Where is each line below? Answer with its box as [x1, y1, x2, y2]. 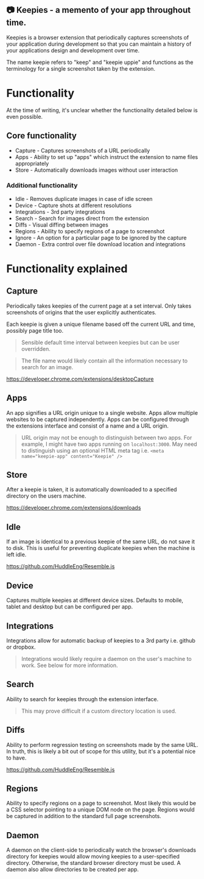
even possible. [6, 113, 43, 120]
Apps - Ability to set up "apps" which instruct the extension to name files [15, 153, 199, 160]
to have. [6, 754, 27, 761]
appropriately [15, 160, 49, 167]
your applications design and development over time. [6, 46, 140, 54]
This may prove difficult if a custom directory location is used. [21, 707, 177, 715]
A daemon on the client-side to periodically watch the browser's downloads [6, 846, 197, 854]
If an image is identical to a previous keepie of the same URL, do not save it [6, 538, 195, 545]
